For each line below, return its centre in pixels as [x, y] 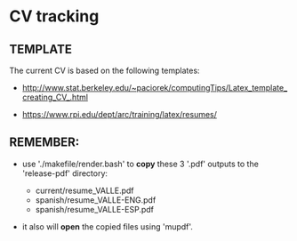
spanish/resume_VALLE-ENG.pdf [96, 200]
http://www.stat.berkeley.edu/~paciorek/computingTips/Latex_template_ [155, 88]
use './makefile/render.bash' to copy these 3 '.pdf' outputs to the [140, 164]
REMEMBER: [44, 143]
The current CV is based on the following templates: [104, 70]
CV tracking [54, 16]
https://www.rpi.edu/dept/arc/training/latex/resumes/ [120, 114]
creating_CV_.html [55, 97]
